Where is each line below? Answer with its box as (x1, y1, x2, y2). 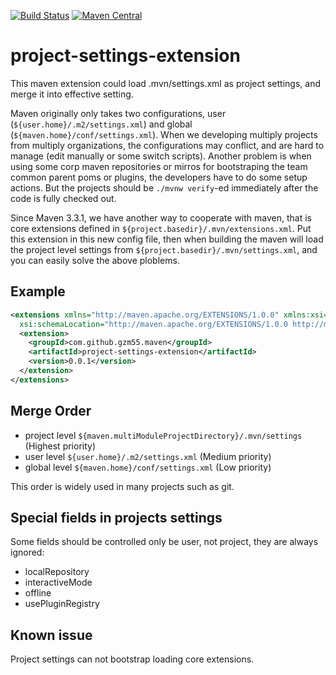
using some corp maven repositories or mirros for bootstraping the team (10, 160, 308, 172)
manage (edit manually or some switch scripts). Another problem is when (10, 150, 312, 162)
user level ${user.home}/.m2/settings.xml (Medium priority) (24, 450, 272, 462)
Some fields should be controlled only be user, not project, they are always (10, 536, 319, 548)
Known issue (10, 626, 93, 644)
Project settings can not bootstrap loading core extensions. (10, 653, 255, 665)
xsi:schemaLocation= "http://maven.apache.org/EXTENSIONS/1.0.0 (19, 319, 288, 329)
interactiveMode (24, 576, 93, 589)
